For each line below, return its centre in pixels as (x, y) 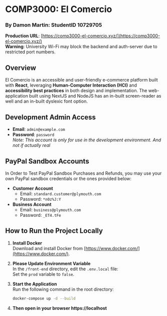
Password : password (33, 135)
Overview (21, 68)
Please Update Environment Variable (51, 263)
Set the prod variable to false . (43, 274)
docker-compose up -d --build (44, 298)
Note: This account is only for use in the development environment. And (87, 140)
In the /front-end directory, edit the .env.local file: (65, 269)
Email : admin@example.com (39, 129)
